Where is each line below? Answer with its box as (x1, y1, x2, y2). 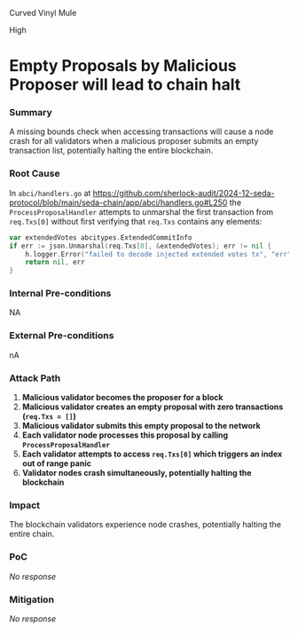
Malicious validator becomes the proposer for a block (21, 392, 223, 403)
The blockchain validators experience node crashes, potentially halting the (9, 519, 282, 530)
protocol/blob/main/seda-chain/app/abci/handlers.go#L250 (9, 197, 228, 208)
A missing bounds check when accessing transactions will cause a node (9, 126, 274, 137)
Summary (9, 107, 53, 119)
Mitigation (9, 593, 55, 605)
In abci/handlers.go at (9, 187, 91, 198)
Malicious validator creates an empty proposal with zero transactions (21, 401, 284, 412)
